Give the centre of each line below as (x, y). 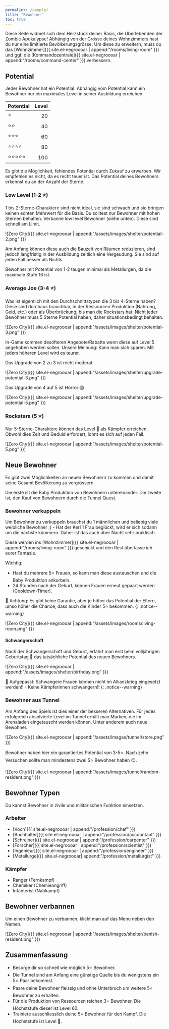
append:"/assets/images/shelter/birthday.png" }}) (57, 672)
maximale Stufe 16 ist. (28, 275)
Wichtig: (14, 563)
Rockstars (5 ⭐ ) (25, 416)
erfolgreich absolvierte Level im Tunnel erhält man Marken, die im (73, 716)
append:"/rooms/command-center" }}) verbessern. (59, 61)
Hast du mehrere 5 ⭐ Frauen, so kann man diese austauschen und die (84, 573)
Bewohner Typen (33, 793)
